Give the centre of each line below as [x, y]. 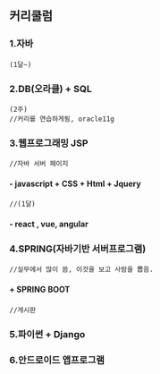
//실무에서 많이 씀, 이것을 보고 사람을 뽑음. [81, 270]
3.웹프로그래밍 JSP [49, 143]
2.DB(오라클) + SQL [51, 89]
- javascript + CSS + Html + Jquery [75, 183]
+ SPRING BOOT [40, 289]
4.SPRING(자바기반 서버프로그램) [78, 249]
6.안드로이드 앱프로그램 [57, 361]
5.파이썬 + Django [47, 334]
